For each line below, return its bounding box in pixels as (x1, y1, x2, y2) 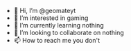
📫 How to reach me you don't (13, 37, 101, 44)
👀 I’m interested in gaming (13, 14, 89, 22)
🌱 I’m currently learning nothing (13, 21, 104, 29)
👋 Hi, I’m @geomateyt (13, 7, 76, 14)
